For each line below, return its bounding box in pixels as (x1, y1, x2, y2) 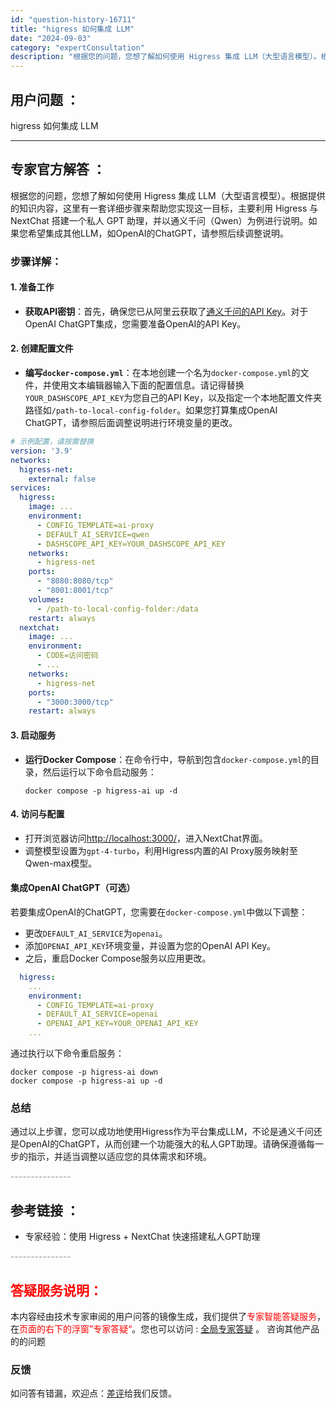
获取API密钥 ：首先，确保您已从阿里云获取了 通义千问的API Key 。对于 (24, 305, 309, 317)
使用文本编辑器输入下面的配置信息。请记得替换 (51, 379, 245, 391)
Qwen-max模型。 (24, 857, 98, 869)
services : (10, 483, 52, 493)
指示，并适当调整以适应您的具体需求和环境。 (27, 1151, 212, 1163)
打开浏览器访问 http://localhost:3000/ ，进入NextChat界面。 (24, 832, 268, 844)
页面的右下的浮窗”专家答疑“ (19, 1322, 133, 1335)
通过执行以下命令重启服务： (10, 1047, 125, 1060)
